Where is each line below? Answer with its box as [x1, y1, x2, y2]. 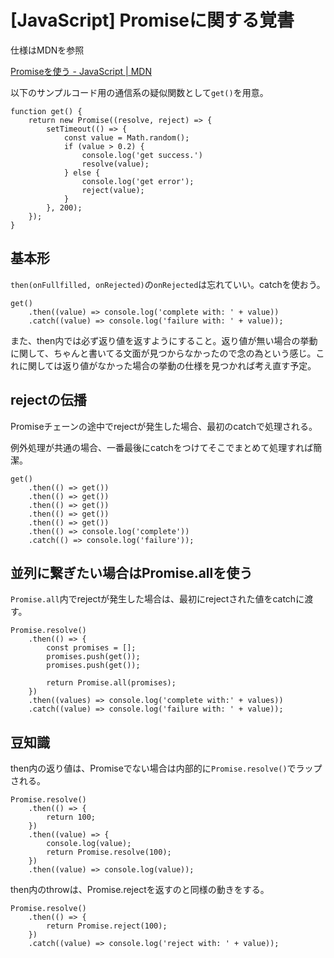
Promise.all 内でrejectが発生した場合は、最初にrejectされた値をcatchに [10, 593, 305, 605]
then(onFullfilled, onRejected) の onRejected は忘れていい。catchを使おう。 [10, 278, 326, 290]
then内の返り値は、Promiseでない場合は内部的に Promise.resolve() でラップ [10, 762, 323, 775]
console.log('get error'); [81, 176, 195, 186]
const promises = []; [46, 643, 137, 653]
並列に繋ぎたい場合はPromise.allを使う [10, 564, 253, 581]
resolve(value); [81, 159, 150, 169]
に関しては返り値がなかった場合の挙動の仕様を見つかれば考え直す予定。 [18, 359, 317, 371]
